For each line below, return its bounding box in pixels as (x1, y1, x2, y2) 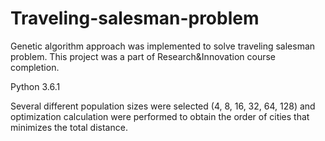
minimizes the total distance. (10, 121, 128, 133)
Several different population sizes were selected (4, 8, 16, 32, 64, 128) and (10, 100, 316, 112)
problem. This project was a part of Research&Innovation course (10, 50, 277, 62)
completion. (10, 61, 60, 73)
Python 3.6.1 (10, 80, 61, 92)
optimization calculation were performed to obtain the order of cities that (10, 110, 310, 122)
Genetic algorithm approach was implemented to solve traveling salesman (10, 40, 316, 52)
